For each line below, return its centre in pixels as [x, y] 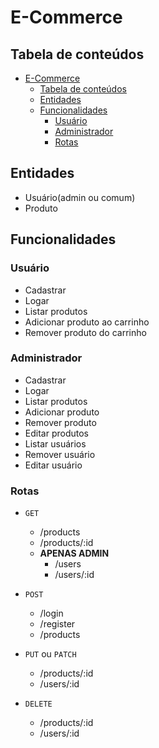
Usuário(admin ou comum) [80, 197]
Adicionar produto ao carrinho [87, 322]
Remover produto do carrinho [85, 332]
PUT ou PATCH [50, 654]
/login [51, 613]
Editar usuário [53, 465]
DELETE [38, 704]
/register [57, 624]
